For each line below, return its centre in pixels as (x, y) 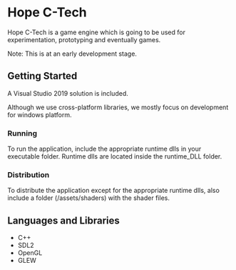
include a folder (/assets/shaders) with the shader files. (88, 198)
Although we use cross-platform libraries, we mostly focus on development (118, 107)
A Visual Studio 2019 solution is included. (68, 93)
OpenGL (30, 253)
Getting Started (42, 76)
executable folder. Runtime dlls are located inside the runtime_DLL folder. (115, 156)
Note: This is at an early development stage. (72, 54)
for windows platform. (40, 114)
